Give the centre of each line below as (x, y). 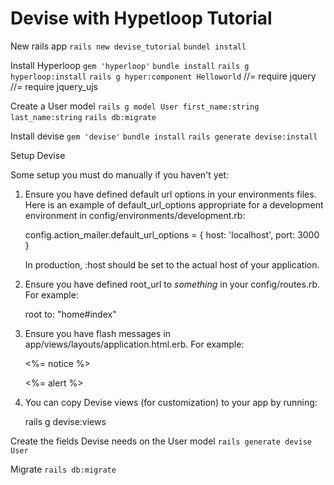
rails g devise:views (65, 421)
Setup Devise (38, 155)
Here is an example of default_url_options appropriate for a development (174, 204)
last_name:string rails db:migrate (83, 117)
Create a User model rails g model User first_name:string (135, 106)
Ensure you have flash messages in (97, 333)
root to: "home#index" (70, 314)
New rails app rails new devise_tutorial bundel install (128, 46)
